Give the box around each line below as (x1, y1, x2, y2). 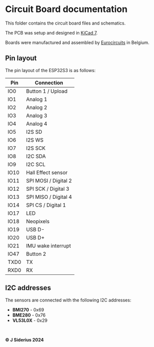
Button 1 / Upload (26, 88, 68, 95)
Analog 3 (26, 112, 47, 119)
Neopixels (26, 218, 50, 225)
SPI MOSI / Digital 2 (26, 177, 72, 184)
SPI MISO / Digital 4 (26, 193, 72, 200)
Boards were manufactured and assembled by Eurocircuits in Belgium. (5, 39, 150, 46)
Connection (34, 79, 63, 86)
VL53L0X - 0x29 (12, 317, 48, 323)
